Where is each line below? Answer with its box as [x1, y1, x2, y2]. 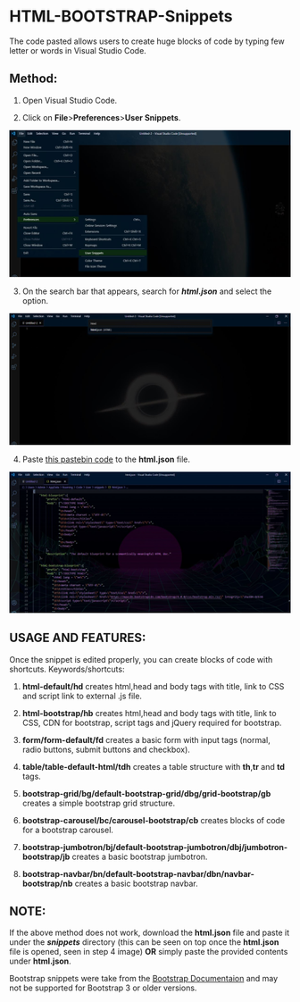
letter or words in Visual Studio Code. [9, 45, 147, 55]
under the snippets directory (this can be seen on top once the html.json [9, 937, 279, 948]
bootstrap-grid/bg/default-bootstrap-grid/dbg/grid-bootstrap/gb [21, 788, 271, 798]
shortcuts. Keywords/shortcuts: [9, 664, 125, 674]
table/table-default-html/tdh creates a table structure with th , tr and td [21, 761, 286, 772]
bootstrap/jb [21, 851, 71, 862]
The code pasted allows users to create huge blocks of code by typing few [9, 36, 285, 46]
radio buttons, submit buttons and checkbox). [21, 744, 190, 755]
